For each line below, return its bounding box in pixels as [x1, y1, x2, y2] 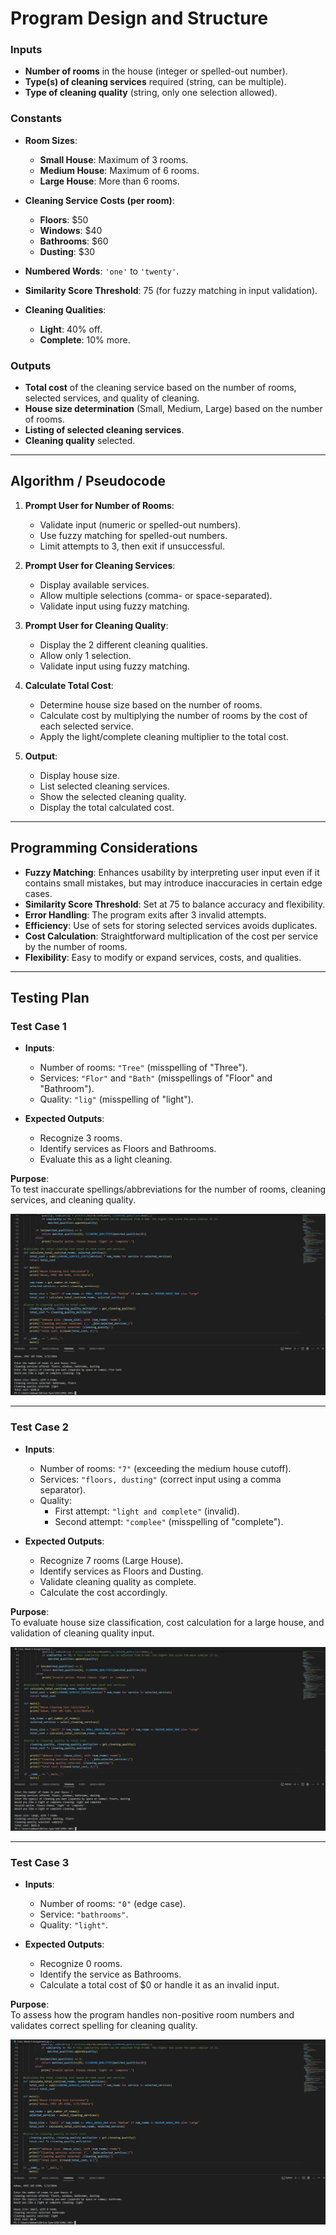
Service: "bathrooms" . [39, 1908, 129, 1921]
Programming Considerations [10, 840, 198, 857]
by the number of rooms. [24, 940, 128, 952]
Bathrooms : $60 [39, 235, 109, 247]
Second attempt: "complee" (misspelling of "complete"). [54, 1515, 284, 1527]
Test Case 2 [10, 1420, 70, 1434]
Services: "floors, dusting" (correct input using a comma [39, 1473, 282, 1485]
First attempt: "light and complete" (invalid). [54, 1505, 240, 1517]
